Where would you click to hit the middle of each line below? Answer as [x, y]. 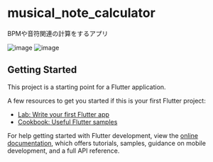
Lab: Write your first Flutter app [64, 114]
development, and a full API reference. [64, 151]
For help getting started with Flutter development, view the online [103, 135]
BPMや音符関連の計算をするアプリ [58, 33]
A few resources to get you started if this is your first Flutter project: [106, 100]
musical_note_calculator [82, 13]
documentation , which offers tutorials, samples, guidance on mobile [106, 143]
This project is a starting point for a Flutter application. [87, 87]
